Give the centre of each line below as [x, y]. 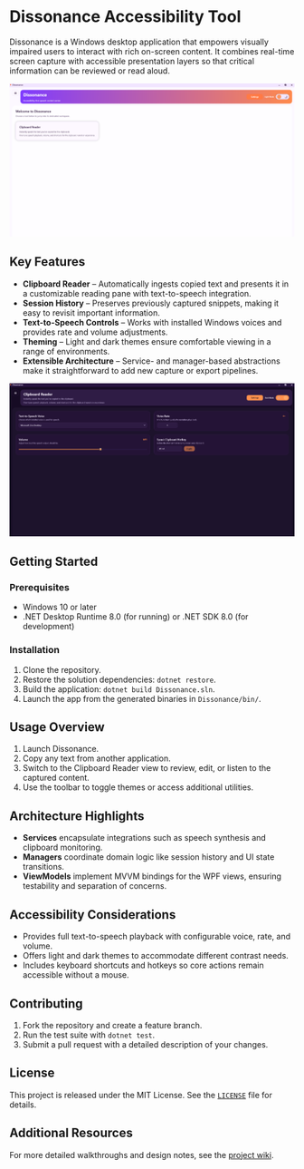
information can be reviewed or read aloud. [90, 71]
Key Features [47, 262]
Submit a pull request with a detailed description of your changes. [145, 1044]
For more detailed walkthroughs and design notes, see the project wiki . [142, 1154]
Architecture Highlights [77, 816]
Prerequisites [39, 587]
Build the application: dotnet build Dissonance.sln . [119, 689]
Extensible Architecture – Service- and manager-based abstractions [151, 361]
